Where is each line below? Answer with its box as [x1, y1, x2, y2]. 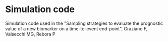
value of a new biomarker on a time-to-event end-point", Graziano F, [5, 25, 148, 31]
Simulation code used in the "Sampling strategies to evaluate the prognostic [5, 20, 163, 26]
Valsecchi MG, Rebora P [5, 31, 55, 37]
